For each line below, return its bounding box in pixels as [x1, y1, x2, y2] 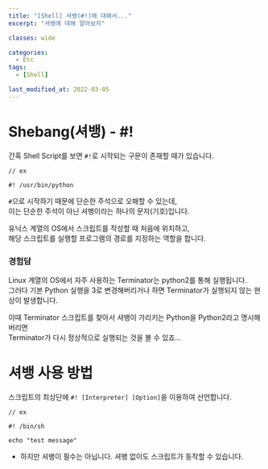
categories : [8, 48, 48, 56]
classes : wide [8, 34, 56, 42]
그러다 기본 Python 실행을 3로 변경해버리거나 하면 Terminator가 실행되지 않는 [8, 285, 253, 295]
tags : [8, 64, 27, 72]
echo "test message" [8, 436, 78, 444]
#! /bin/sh [8, 422, 45, 430]
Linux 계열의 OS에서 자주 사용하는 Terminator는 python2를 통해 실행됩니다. [8, 275, 248, 284]
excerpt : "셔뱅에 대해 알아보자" [8, 19, 105, 27]
